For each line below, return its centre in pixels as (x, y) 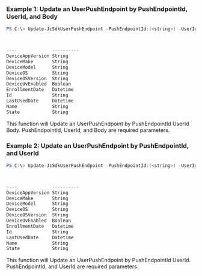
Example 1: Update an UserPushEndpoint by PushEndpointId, (97, 9)
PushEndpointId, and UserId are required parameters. (72, 266)
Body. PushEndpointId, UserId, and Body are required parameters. (88, 130)
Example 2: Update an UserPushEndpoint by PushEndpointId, (98, 145)
